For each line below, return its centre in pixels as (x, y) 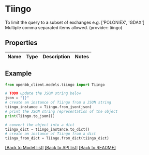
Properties (21, 43)
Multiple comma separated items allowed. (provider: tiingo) (64, 27)
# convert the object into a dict (40, 125)
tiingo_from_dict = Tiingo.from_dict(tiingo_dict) (57, 138)
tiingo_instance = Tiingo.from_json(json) (48, 107)
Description (56, 56)
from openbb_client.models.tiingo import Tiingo (55, 85)
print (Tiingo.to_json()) (30, 116)
